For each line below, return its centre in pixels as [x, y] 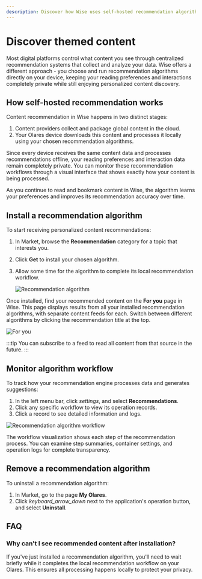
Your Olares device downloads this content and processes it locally [98, 135]
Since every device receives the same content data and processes [89, 153]
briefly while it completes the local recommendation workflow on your [93, 563]
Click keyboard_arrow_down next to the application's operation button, [103, 501]
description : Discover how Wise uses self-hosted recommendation [90, 12]
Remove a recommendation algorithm [78, 469]
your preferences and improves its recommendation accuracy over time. [96, 196]
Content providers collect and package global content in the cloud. [98, 129]
